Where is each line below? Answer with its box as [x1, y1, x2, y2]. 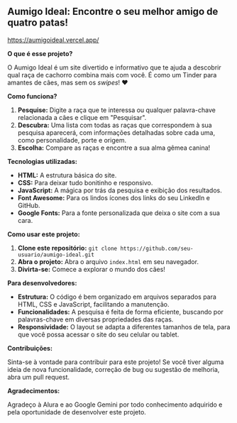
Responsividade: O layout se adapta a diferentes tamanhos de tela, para [17, 322, 231, 331]
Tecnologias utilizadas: [7, 157, 78, 165]
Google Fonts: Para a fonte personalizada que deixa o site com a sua [17, 209, 220, 217]
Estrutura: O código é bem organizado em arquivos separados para [17, 292, 216, 301]
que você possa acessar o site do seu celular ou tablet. [17, 330, 180, 339]
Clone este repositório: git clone [17, 243, 118, 252]
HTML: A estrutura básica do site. [17, 170, 117, 180]
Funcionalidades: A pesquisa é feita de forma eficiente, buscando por [17, 307, 224, 316]
